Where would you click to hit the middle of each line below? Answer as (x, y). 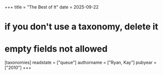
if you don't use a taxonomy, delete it (81, 27)
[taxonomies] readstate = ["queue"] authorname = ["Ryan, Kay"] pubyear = (81, 62)
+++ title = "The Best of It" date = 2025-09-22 (52, 7)
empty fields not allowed (56, 49)
